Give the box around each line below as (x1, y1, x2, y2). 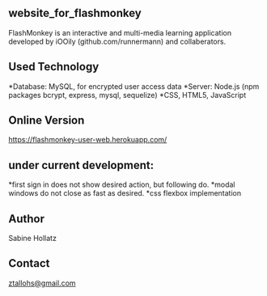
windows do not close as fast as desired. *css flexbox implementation (8, 188, 241, 198)
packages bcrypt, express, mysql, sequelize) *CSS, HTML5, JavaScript (8, 90, 247, 99)
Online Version (8, 113, 85, 128)
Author (8, 212, 44, 226)
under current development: (8, 158, 155, 172)
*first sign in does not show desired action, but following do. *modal (8, 180, 236, 189)
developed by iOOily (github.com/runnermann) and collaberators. (8, 36, 227, 46)
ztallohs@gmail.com (8, 278, 76, 288)
